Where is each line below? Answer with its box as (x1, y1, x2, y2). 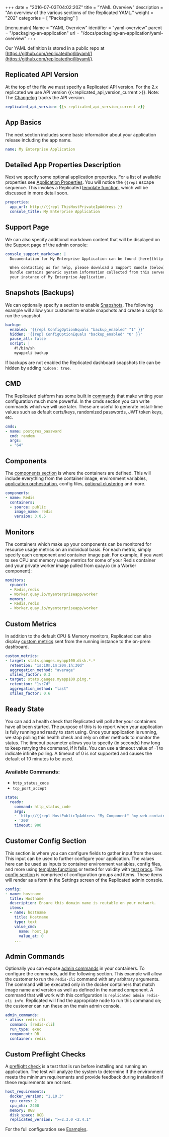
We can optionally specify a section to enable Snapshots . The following (5, 302, 153, 308)
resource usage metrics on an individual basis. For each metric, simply (5, 546, 152, 552)
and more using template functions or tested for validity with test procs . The (5, 866, 163, 872)
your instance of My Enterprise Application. (10, 274, 107, 280)
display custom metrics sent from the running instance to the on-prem (5, 638, 151, 644)
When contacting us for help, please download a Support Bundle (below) (10, 265, 165, 270)
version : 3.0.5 (14, 514, 46, 519)
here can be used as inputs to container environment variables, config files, (5, 861, 162, 867)
